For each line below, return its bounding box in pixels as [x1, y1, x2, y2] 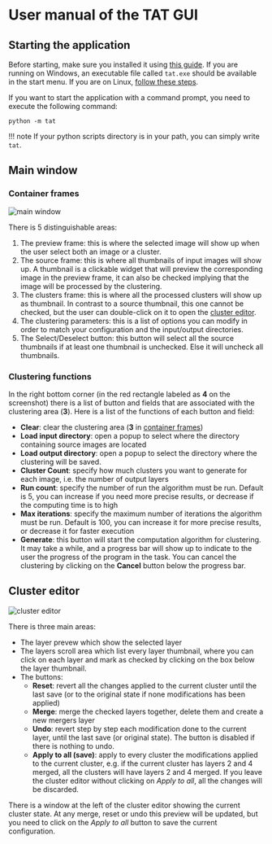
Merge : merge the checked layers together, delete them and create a [32, 706, 264, 716]
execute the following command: [8, 102, 118, 111]
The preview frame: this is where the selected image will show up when [19, 238, 260, 247]
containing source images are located [19, 439, 147, 449]
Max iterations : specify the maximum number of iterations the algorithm [19, 509, 262, 518]
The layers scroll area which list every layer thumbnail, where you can [19, 645, 254, 656]
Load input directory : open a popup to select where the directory [19, 431, 240, 440]
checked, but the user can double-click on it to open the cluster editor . [19, 307, 257, 317]
